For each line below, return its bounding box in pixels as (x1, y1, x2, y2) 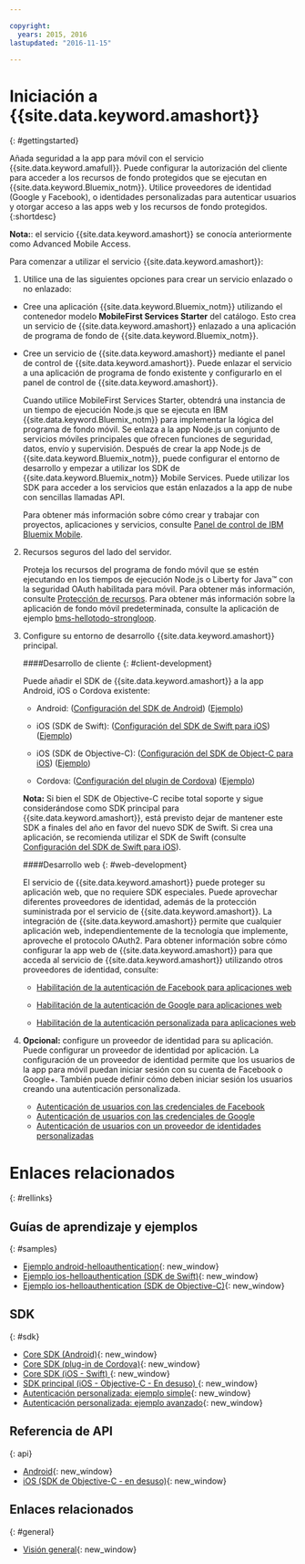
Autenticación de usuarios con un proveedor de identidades (36, 1120, 261, 1132)
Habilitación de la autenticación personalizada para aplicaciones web (36, 1017, 296, 1028)
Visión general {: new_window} (22, 1544, 137, 1555)
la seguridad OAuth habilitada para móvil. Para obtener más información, (22, 583, 296, 594)
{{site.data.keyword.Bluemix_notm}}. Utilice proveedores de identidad (9, 182, 271, 193)
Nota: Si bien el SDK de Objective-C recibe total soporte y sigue (22, 793, 264, 804)
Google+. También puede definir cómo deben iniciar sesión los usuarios (22, 1074, 293, 1085)
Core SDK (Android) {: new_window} (22, 1349, 158, 1359)
